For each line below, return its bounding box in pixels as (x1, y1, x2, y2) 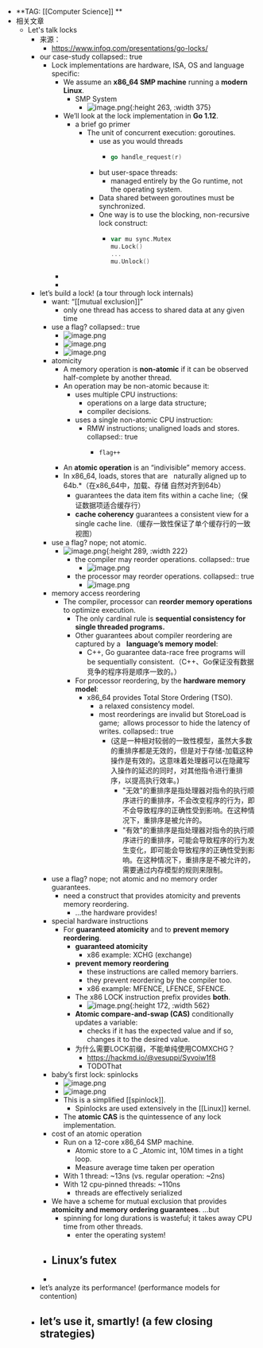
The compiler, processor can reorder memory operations (63, 597, 253, 606)
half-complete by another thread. (63, 373, 172, 382)
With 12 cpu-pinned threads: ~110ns (63, 1179, 181, 1189)
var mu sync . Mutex (110, 234, 172, 243)
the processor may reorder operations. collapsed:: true (75, 571, 254, 581)
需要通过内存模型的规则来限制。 (122, 866, 227, 875)
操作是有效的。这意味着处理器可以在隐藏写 (110, 756, 250, 765)
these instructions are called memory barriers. (87, 967, 238, 977)
